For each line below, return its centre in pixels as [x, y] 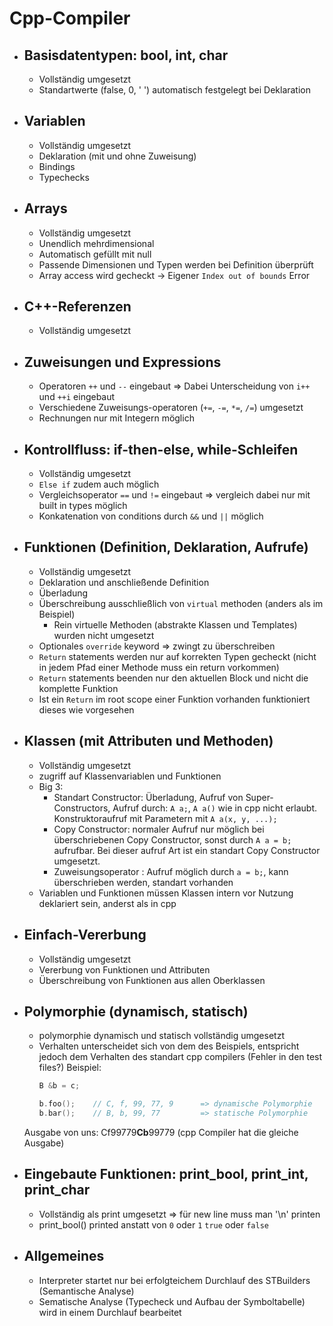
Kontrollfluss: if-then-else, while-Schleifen [161, 449]
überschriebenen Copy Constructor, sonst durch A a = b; [172, 839]
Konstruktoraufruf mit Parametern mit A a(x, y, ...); [165, 818]
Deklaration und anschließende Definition [124, 582]
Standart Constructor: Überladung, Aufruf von [148, 797]
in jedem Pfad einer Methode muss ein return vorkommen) [159, 667]
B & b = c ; [59, 1086]
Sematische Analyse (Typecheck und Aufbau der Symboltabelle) [172, 1301]
